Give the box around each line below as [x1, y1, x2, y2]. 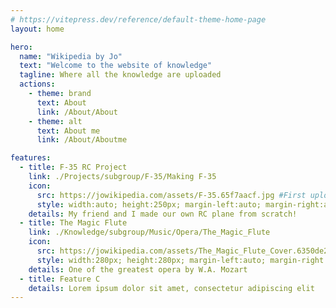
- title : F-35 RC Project [19, 162, 128, 173]
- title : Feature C [19, 274, 101, 284]
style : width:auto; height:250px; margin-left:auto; [36, 199, 262, 210]
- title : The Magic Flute [19, 218, 128, 228]
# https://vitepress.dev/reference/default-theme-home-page [10, 14, 267, 25]
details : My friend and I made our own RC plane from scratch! [28, 209, 298, 219]
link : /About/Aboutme [36, 135, 128, 145]
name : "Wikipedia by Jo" [19, 51, 123, 61]
